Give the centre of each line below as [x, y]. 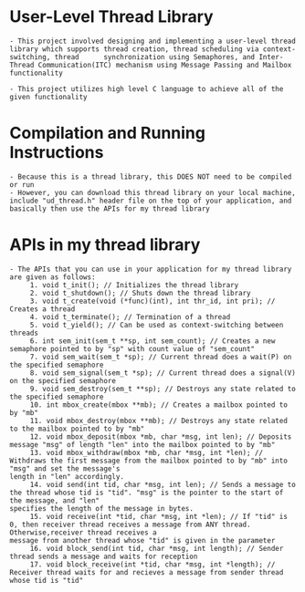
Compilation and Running [107, 133]
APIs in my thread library [105, 245]
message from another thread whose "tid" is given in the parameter [142, 540]
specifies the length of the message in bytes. [102, 508]
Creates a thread [42, 309]
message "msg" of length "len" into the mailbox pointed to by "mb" [142, 444]
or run [22, 184]
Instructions [57, 153]
